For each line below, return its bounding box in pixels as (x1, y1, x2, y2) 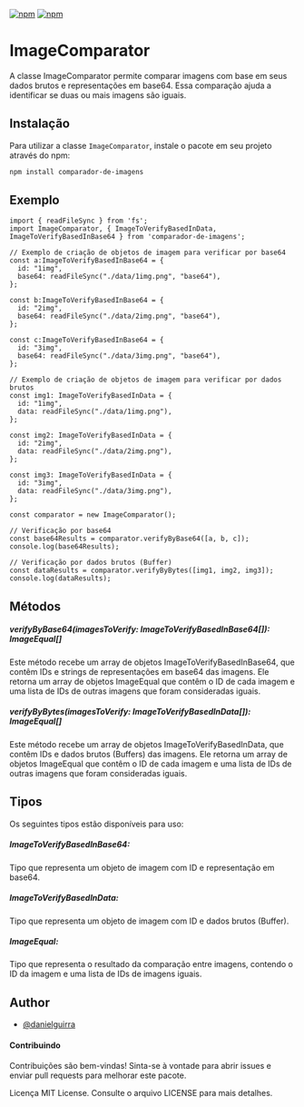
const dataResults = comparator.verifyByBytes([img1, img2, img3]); (9, 566, 274, 576)
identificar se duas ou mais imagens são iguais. (9, 89, 187, 100)
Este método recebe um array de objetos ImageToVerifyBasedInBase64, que (9, 657, 295, 667)
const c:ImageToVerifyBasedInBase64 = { (9, 336, 165, 345)
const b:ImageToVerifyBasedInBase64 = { (9, 296, 165, 305)
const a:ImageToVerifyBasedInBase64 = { (9, 256, 165, 265)
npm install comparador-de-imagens (9, 167, 144, 176)
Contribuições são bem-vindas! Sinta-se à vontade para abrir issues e (9, 1060, 272, 1071)
